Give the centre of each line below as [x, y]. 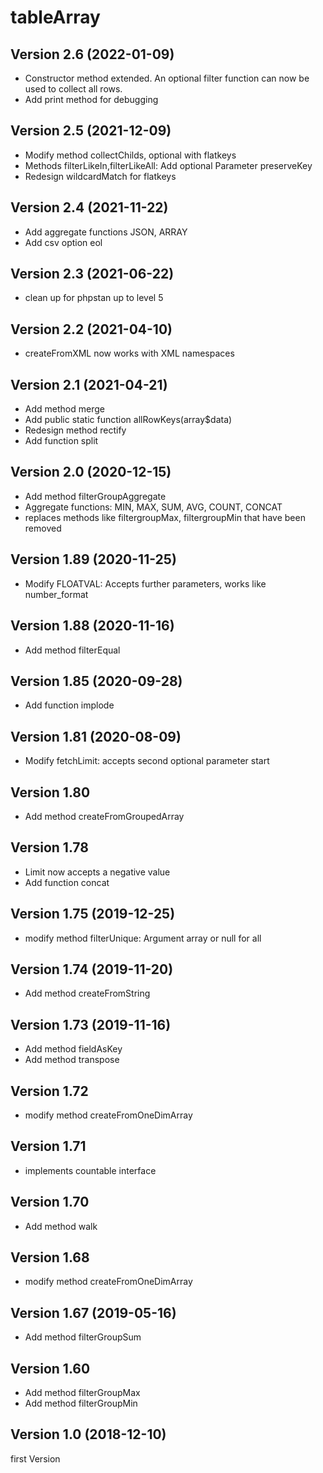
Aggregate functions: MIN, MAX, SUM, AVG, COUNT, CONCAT [153, 507]
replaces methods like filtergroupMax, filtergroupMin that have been [165, 517]
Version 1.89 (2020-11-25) [93, 559]
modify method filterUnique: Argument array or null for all [143, 938]
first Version [35, 1458]
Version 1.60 [50, 1368]
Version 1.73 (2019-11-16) [91, 1024]
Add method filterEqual [72, 650]
